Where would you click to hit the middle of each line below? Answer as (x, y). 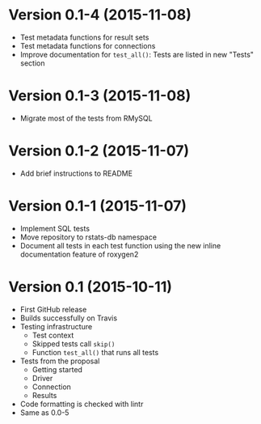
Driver (42, 378)
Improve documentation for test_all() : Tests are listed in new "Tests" (137, 54)
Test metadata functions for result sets (84, 37)
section (32, 63)
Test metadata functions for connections (88, 45)
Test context (53, 335)
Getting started (57, 369)
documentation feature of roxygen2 (79, 254)
